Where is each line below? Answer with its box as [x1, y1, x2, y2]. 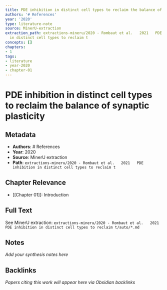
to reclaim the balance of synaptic [5, 100, 149, 111]
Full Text [5, 206, 32, 215]
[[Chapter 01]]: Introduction [12, 191, 69, 197]
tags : [5, 53, 16, 59]
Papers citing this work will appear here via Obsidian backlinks [5, 279, 135, 285]
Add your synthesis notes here [5, 251, 68, 257]
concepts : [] [5, 40, 32, 45]
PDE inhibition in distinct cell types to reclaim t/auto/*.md [5, 224, 140, 230]
